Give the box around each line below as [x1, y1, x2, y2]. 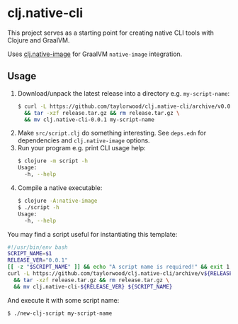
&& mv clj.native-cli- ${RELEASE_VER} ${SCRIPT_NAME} [13, 283, 173, 290]
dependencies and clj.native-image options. [17, 136, 150, 145]
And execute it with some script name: [7, 296, 120, 304]
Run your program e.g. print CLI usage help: [17, 144, 147, 152]
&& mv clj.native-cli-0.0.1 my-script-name [24, 116, 154, 123]
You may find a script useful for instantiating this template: [7, 230, 178, 238]
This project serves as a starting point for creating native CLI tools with [7, 28, 215, 37]
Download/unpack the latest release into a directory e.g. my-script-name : [17, 89, 230, 97]
